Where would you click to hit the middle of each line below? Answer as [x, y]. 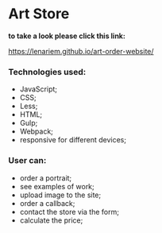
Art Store [39, 14]
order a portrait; [46, 178]
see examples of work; [57, 186]
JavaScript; [39, 89]
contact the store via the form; [69, 212]
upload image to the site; [60, 195]
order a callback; [47, 203]
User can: [27, 161]
